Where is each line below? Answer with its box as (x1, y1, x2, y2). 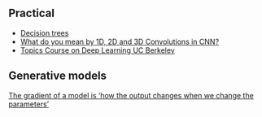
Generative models (8, 69, 107, 83)
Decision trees (20, 28, 69, 37)
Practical (8, 6, 55, 20)
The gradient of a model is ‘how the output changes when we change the (8, 90, 254, 100)
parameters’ (8, 99, 50, 109)
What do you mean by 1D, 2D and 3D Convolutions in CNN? (20, 37, 220, 46)
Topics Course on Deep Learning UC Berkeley (20, 45, 175, 55)
